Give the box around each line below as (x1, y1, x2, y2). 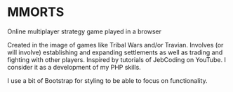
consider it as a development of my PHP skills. (7, 63, 142, 71)
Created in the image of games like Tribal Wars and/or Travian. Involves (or (7, 40, 224, 49)
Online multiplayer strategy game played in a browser (7, 27, 162, 36)
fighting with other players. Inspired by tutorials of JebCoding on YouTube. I (7, 55, 227, 63)
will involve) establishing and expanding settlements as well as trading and (7, 48, 223, 56)
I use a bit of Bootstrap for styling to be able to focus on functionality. (7, 76, 208, 84)
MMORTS (7, 4, 65, 20)
